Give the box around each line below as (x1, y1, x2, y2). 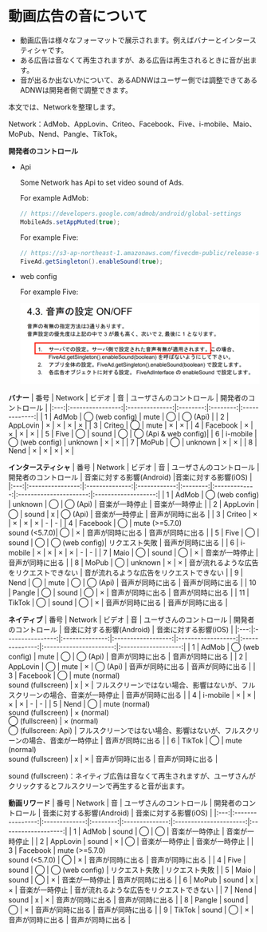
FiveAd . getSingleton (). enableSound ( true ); (19, 257, 163, 265)
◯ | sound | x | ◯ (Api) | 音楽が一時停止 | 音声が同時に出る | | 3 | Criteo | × (8, 509, 258, 519)
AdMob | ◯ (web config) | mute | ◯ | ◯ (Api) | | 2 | (53, 412, 230, 421)
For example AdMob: (19, 193, 89, 202)
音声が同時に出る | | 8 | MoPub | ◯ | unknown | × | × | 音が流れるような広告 (8, 557, 259, 568)
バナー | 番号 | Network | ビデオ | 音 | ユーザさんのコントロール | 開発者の (8, 392, 249, 402)
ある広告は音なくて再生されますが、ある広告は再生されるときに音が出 (19, 55, 251, 65)
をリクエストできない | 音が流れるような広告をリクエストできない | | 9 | (8, 568, 243, 577)
